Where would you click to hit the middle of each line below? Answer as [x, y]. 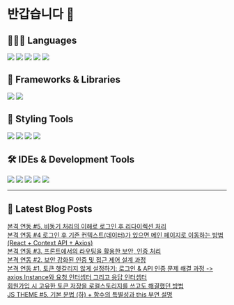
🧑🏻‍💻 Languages [42, 40]
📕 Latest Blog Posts [50, 209]
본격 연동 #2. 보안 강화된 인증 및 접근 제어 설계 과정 [77, 260]
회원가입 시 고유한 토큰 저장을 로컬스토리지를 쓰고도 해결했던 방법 [96, 286]
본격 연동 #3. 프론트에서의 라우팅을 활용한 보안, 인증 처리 [84, 252]
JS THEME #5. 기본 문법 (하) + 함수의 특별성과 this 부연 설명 [90, 295]
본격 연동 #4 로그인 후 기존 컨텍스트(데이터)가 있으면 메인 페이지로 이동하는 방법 [116, 235]
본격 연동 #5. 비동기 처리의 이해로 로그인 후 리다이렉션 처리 [87, 226]
